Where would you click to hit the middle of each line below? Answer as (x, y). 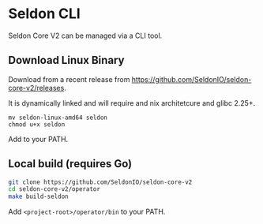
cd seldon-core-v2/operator (54, 189)
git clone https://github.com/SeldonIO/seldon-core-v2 (100, 182)
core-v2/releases (36, 88)
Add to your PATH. (38, 139)
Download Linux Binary (66, 60)
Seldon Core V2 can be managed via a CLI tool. (85, 35)
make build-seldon (38, 197)
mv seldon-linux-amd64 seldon (58, 118)
